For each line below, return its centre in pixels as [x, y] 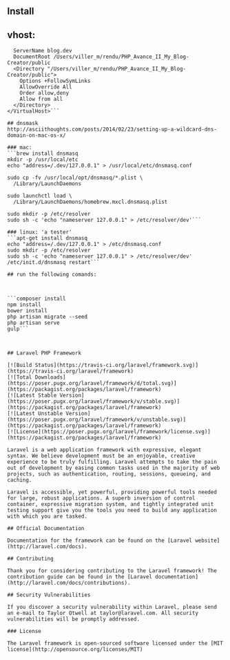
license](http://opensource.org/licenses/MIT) [75, 650]
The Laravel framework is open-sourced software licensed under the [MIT [115, 643]
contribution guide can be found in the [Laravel [80, 577]
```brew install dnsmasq [43, 154]
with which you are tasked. [48, 517]
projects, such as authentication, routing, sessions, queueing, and [109, 474]
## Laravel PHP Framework [44, 353]
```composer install [37, 299]
